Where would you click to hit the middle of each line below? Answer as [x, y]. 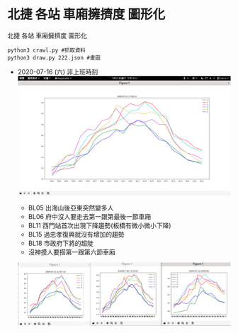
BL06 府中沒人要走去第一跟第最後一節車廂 [90, 217]
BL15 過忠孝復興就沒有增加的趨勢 [76, 235]
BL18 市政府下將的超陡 [61, 243]
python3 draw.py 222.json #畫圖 [54, 57]
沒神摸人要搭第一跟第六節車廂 [72, 252]
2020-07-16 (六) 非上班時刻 [58, 72]
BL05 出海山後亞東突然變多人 [71, 208]
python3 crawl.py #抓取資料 [47, 50]
